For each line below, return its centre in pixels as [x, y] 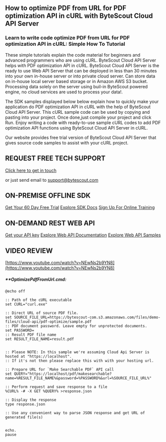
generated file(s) [24, 417]
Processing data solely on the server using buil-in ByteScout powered [76, 86]
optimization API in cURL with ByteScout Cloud [79, 16]
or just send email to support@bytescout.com [52, 180]
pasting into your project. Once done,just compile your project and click [78, 117]
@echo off [15, 291]
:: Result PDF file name [31, 335]
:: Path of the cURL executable [38, 300]
